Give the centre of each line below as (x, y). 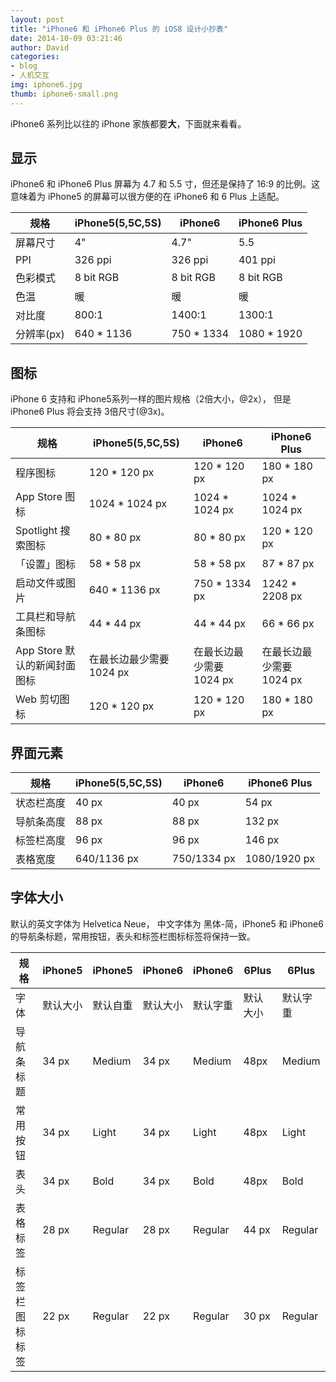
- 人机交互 (30, 76)
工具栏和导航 (46, 617)
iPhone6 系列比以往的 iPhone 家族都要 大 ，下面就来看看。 (128, 123)
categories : (35, 57)
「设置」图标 (46, 564)
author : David (40, 47)
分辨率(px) (40, 334)
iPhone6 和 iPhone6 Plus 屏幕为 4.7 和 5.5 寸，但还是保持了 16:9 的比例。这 (165, 184)
